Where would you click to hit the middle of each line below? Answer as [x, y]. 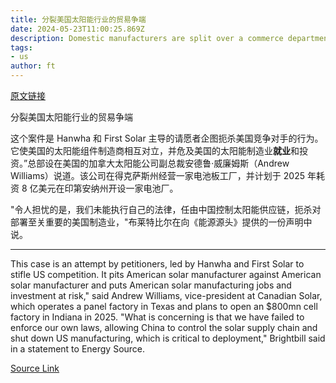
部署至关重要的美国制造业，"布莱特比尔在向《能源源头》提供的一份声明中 [161, 222]
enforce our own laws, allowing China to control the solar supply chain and [164, 327]
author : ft [33, 66]
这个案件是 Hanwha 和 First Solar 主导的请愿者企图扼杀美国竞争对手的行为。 [167, 138]
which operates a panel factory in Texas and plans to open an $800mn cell [164, 306]
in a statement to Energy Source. [78, 349]
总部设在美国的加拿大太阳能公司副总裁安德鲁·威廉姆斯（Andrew [158, 163]
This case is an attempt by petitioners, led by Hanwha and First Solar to [157, 264]
